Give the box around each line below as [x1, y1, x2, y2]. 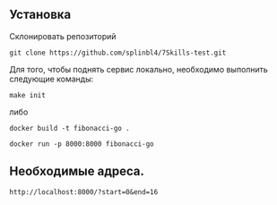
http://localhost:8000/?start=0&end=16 [9, 187, 159, 196]
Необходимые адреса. [9, 164, 145, 179]
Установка [9, 7, 72, 22]
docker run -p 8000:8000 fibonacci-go [9, 139, 154, 149]
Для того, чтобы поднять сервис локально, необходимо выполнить [9, 64, 269, 74]
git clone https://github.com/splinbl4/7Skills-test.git [9, 48, 227, 57]
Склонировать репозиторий [9, 30, 117, 41]
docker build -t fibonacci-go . [9, 124, 130, 132]
